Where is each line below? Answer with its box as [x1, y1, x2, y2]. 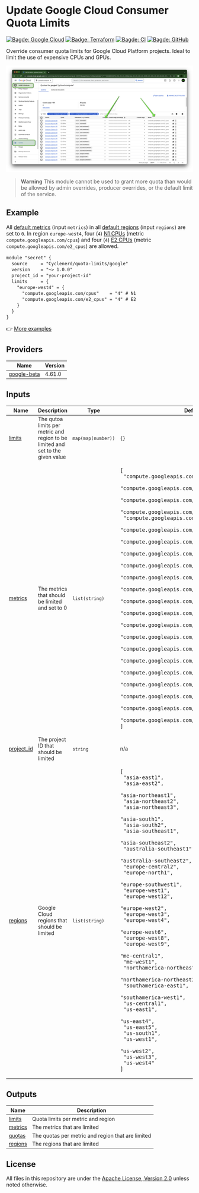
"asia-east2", [123, 780, 164, 787]
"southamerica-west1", [120, 994, 186, 1001]
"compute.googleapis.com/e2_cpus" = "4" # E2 [21, 296, 136, 302]
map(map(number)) [72, 435, 115, 442]
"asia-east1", [123, 774, 164, 781]
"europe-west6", [120, 929, 168, 935]
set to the [37, 447, 61, 454]
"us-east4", [120, 1018, 155, 1025]
